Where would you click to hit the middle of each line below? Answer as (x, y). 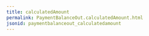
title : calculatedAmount (38, 12)
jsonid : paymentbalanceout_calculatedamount (64, 23)
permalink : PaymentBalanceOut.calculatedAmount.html (75, 18)
